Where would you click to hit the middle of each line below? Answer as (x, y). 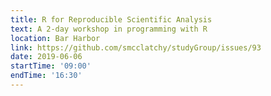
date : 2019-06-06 (46, 57)
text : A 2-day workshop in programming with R (109, 29)
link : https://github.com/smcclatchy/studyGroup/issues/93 (136, 47)
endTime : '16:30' (46, 76)
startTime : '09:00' (51, 66)
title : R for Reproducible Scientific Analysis (111, 19)
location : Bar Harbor (55, 38)
